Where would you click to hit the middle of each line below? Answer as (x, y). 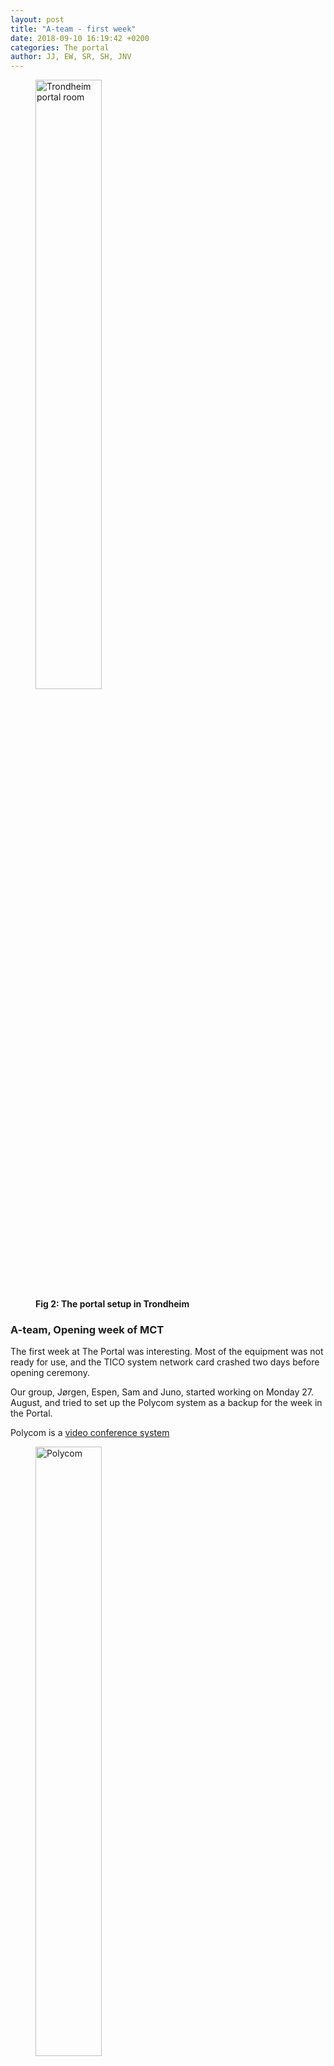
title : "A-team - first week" (73, 29)
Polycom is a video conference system (90, 1433)
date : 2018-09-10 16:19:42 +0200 (80, 38)
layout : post (37, 19)
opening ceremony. (50, 1373)
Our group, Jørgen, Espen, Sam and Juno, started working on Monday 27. (162, 1392)
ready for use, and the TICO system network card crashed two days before (165, 1362)
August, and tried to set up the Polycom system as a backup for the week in (166, 1403)
